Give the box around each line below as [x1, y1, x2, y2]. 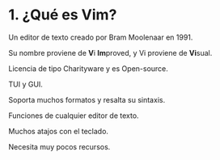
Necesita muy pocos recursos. [8, 141, 111, 151]
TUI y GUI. [8, 79, 43, 89]
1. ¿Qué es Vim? [8, 6, 117, 24]
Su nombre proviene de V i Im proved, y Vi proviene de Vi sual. [8, 48, 213, 57]
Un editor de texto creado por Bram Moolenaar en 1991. [8, 32, 193, 42]
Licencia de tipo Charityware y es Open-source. [8, 63, 168, 74]
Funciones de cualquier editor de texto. [8, 111, 139, 120]
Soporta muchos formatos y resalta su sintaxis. [8, 95, 166, 104]
